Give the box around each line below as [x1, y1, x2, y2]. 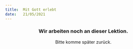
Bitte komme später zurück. [55, 39, 112, 45]
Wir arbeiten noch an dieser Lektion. [38, 28, 129, 35]
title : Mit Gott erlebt [5, 7, 57, 12]
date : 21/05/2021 [5, 12, 46, 17]
